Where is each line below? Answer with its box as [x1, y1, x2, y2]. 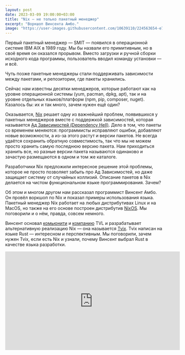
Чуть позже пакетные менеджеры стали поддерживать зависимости [5, 71, 153, 77]
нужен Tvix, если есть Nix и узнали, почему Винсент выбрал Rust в [5, 236, 148, 242]
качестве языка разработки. [5, 241, 66, 248]
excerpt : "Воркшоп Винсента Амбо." [5, 21, 79, 27]
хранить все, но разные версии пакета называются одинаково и [5, 149, 143, 155]
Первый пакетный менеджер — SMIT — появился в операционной [5, 40, 148, 46]
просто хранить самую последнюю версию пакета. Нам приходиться [5, 143, 155, 149]
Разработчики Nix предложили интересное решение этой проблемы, [5, 164, 153, 170]
